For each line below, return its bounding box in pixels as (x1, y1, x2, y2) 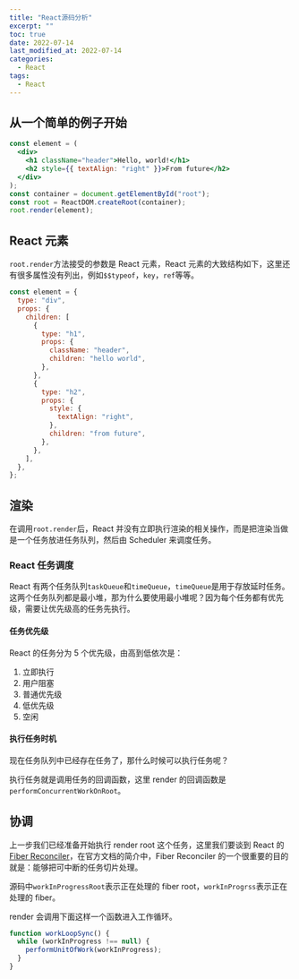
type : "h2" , (41, 387, 87, 397)
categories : (9, 55, 54, 64)
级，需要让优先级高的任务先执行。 (9, 604, 135, 614)
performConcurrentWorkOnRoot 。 (9, 785, 126, 795)
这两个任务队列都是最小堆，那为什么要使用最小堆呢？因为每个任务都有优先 (9, 592, 284, 603)
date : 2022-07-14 (9, 38, 74, 47)
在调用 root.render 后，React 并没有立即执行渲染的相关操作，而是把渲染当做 (9, 523, 289, 534)
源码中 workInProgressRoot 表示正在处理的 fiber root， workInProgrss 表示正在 (9, 880, 288, 891)
